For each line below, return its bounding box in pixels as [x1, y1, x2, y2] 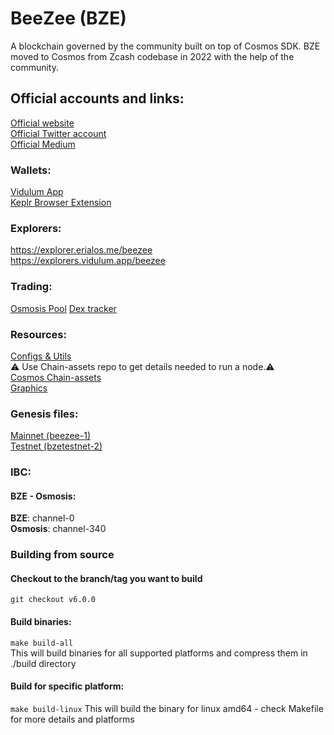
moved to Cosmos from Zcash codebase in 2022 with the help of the [10, 50, 295, 62]
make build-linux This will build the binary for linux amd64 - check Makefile [10, 702, 324, 714]
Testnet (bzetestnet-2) [10, 440, 103, 452]
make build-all [10, 638, 74, 648]
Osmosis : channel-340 [10, 523, 107, 535]
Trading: [10, 280, 53, 294]
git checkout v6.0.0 [10, 595, 97, 605]
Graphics [10, 382, 48, 394]
